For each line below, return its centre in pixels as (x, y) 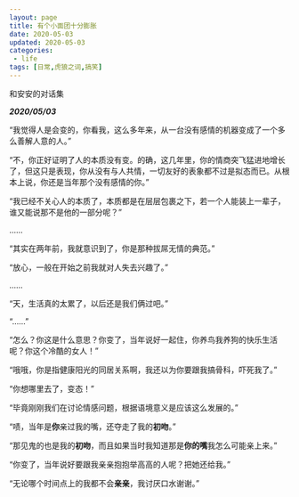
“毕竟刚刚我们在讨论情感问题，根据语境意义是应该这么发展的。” (124, 407)
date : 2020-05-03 (41, 34)
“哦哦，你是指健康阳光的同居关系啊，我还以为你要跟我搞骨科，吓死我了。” (143, 370)
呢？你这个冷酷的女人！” (54, 350)
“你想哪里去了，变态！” (52, 388)
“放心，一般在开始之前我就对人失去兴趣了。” (89, 267)
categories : (31, 51)
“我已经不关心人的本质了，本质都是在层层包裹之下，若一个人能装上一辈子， (148, 200)
